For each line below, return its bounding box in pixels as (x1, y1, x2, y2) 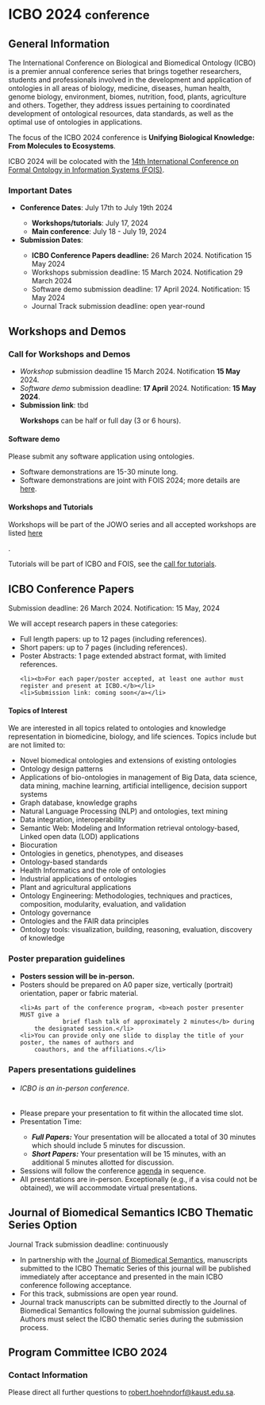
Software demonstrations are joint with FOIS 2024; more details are (19, 475, 240, 486)
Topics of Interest (8, 705, 67, 715)
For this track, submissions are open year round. (19, 1289, 179, 1298)
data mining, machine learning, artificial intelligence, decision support (19, 781, 248, 790)
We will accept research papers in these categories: (8, 619, 179, 629)
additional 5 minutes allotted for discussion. (31, 1157, 175, 1167)
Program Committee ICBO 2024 (8, 1346, 168, 1360)
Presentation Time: (19, 1116, 82, 1126)
